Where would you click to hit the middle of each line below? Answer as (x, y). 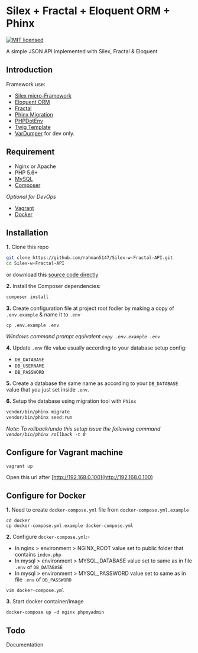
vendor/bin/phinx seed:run (39, 417)
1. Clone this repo (27, 247)
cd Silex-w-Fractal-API (35, 264)
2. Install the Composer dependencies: (53, 286)
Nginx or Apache (35, 166)
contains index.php (38, 555)
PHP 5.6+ (26, 172)
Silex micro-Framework (43, 95)
